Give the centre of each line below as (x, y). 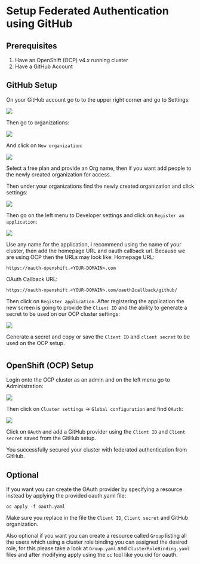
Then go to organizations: (38, 122)
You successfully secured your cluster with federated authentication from (97, 450)
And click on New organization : (44, 145)
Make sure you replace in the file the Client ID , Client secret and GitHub (97, 518)
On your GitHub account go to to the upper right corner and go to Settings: (98, 99)
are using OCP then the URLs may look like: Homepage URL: (81, 257)
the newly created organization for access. (59, 174)
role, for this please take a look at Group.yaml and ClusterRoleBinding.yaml (98, 548)
